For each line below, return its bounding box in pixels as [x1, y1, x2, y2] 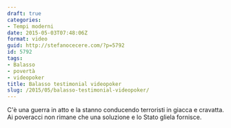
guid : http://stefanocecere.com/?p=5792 [7, 42, 125, 49]
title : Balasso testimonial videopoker [7, 81, 122, 87]
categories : [7, 17, 41, 23]
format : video [7, 36, 48, 43]
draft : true [7, 10, 41, 17]
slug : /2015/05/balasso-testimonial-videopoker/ [7, 87, 150, 94]
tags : [7, 55, 23, 62]
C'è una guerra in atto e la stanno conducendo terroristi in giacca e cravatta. [7, 106, 224, 114]
